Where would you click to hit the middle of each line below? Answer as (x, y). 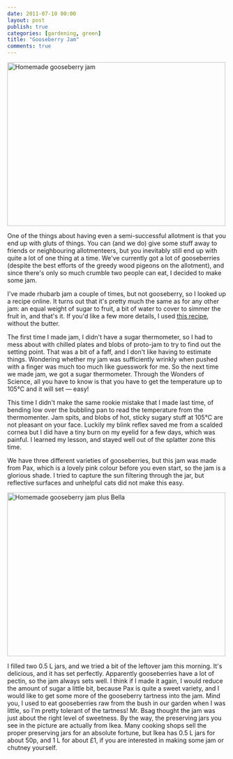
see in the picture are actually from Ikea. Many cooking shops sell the (107, 725)
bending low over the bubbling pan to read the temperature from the (105, 410)
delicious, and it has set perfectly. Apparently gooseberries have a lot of (111, 673)
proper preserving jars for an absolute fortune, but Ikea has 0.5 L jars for (111, 733)
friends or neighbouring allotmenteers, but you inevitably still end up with (112, 251)
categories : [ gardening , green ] (54, 33)
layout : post (26, 20)
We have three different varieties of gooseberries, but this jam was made (112, 460)
